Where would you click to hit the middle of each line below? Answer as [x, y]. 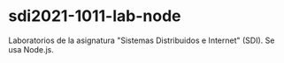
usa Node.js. [31, 49]
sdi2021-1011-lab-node [95, 16]
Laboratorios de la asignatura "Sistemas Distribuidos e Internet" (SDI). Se [142, 40]
